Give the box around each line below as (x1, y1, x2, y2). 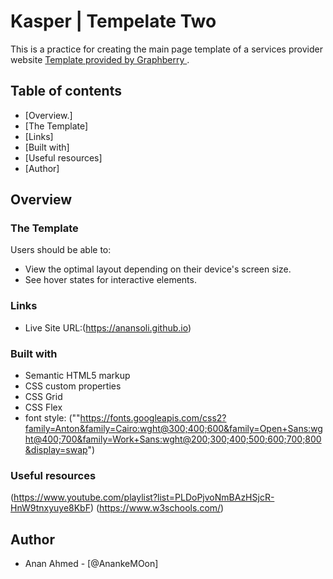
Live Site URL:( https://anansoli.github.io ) (24, 321, 192, 334)
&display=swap (24, 444, 88, 456)
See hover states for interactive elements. (24, 274, 197, 286)
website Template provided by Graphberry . (10, 53, 190, 65)
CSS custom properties (24, 380, 122, 392)
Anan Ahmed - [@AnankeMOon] (24, 558, 159, 570)
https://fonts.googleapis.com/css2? (79, 412, 227, 424)
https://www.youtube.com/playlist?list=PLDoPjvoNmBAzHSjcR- (13, 491, 275, 504)
